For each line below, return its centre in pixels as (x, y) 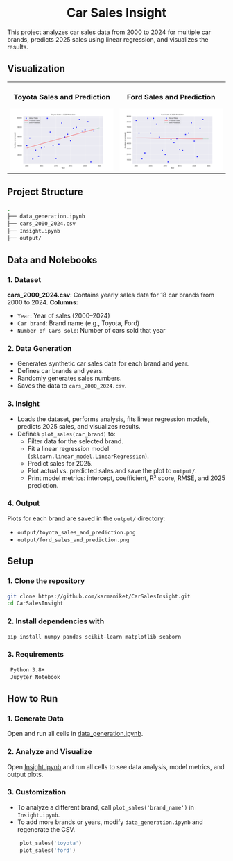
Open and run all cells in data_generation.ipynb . (75, 734)
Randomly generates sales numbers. (69, 378)
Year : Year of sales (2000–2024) (63, 315)
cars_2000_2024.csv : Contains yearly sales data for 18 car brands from (111, 295)
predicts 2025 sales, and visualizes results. (79, 426)
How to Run (33, 699)
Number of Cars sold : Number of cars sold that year (91, 330)
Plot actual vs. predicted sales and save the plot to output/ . (112, 470)
